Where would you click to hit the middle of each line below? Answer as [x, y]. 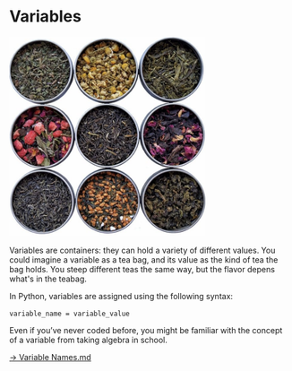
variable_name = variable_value [69, 314]
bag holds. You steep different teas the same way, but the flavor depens [142, 270]
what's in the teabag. [48, 279]
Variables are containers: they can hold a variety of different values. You [142, 250]
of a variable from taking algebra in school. [89, 340]
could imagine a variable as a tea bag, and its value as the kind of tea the [144, 260]
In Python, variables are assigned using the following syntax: [121, 297]
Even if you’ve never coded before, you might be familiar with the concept [146, 331]
